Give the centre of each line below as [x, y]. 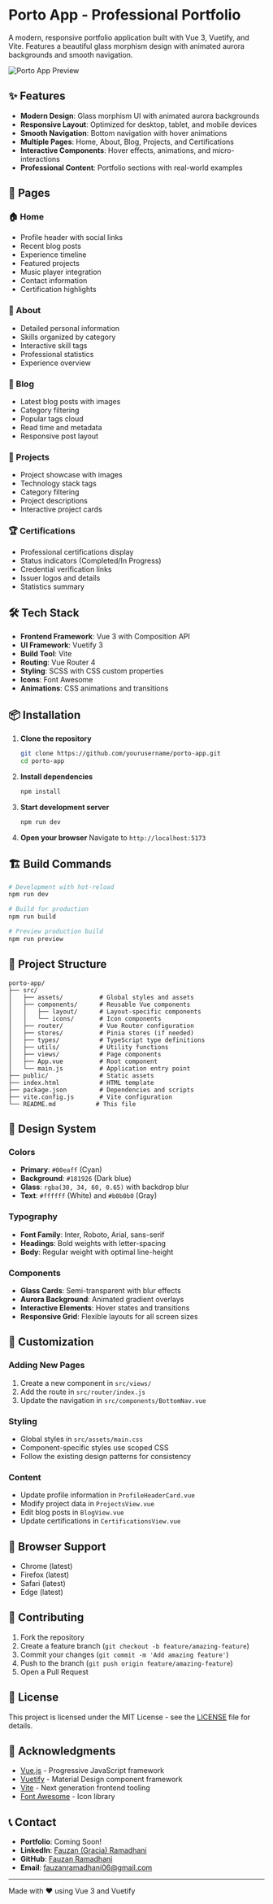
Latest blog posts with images [70, 402]
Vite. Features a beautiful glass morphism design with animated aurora [127, 46]
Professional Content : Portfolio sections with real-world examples [131, 168]
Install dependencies [56, 777]
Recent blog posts [50, 246]
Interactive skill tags [54, 345]
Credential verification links [66, 569]
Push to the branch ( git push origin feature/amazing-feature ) [126, 1663]
